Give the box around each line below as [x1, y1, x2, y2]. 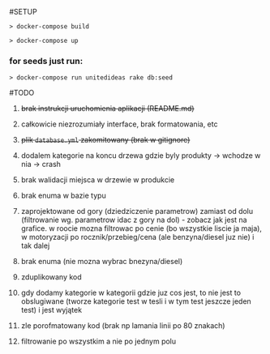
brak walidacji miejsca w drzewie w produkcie [20, 175, 175, 185]
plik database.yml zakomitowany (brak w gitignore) [20, 135, 191, 145]
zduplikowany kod [20, 272, 82, 282]
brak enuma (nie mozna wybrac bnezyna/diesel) [20, 257, 183, 267]
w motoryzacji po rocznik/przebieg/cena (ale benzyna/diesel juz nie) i [20, 232, 255, 242]
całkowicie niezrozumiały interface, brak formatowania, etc [20, 119, 218, 129]
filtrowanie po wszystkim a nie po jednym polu [20, 336, 177, 347]
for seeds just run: [9, 55, 84, 66]
